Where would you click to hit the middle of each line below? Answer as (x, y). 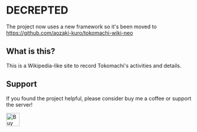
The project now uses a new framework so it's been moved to (81, 27)
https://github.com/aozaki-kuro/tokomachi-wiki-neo (70, 32)
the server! (20, 104)
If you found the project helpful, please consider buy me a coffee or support (99, 98)
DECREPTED (37, 10)
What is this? (31, 52)
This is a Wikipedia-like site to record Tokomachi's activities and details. (94, 65)
